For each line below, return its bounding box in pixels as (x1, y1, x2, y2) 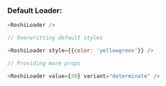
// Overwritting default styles (7, 35, 103, 42)
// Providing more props (7, 59, 81, 67)
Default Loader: (7, 6, 62, 16)
